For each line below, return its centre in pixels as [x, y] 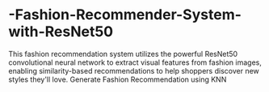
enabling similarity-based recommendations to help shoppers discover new [134, 70]
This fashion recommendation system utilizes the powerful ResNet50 [123, 54]
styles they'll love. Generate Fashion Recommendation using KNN [118, 79]
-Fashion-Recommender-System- [125, 15]
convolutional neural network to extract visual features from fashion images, [135, 62]
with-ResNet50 [61, 32]
